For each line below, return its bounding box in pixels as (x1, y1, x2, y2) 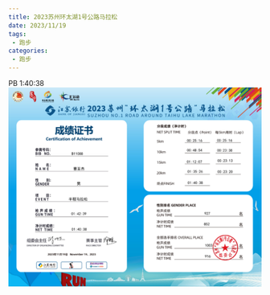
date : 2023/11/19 (8, 21, 67, 30)
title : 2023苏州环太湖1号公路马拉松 (8, 13, 118, 21)
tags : (8, 30, 27, 38)
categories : (8, 47, 48, 55)
